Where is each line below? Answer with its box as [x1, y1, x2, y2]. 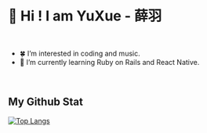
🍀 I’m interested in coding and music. [19, 49, 140, 58]
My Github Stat [8, 95, 84, 109]
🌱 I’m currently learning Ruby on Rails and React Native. [19, 57, 200, 66]
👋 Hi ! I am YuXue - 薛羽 [8, 7, 162, 25]
